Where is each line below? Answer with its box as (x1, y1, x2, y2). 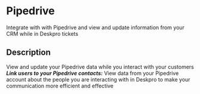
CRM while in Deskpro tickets (6, 30, 79, 37)
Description (6, 48, 51, 58)
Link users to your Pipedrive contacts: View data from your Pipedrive (6, 70, 179, 77)
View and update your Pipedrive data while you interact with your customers (6, 63, 194, 70)
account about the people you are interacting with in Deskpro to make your (6, 76, 190, 83)
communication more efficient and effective (6, 82, 114, 89)
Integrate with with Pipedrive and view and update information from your (6, 24, 185, 31)
